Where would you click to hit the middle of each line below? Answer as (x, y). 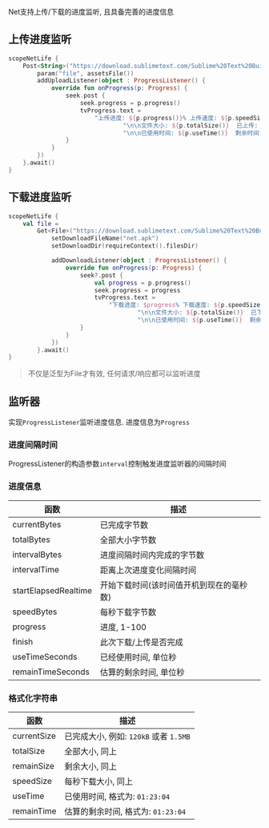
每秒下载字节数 (128, 612)
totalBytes (31, 539)
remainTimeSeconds (51, 672)
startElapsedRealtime (52, 590)
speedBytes (35, 612)
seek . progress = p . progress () (130, 103)
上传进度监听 (40, 40)
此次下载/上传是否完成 (141, 642)
